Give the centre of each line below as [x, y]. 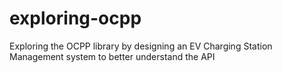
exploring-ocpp [75, 18]
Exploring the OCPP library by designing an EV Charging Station [141, 46]
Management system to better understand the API [112, 56]
